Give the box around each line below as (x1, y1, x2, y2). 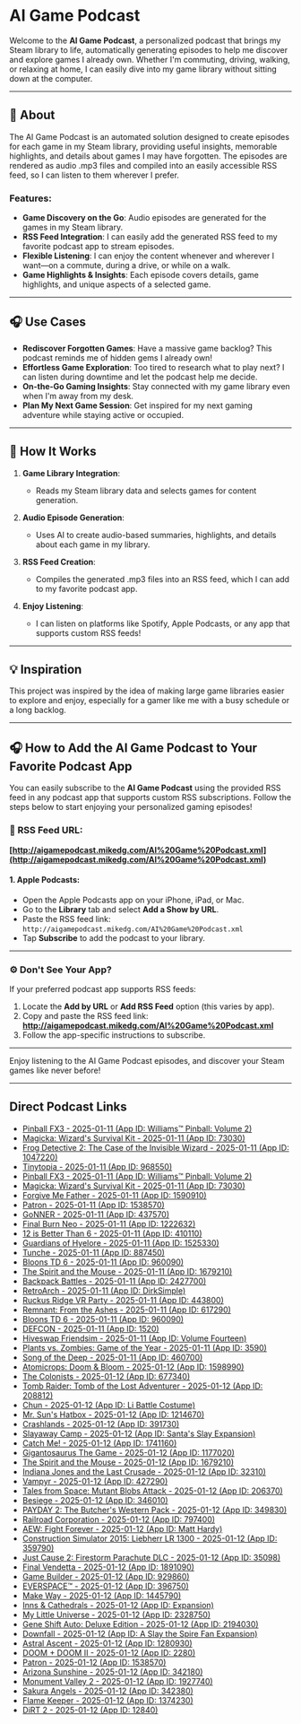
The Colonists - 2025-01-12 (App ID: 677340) (21, 1371, 191, 1381)
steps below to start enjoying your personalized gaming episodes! (9, 802, 253, 813)
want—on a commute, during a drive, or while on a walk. (21, 260, 231, 271)
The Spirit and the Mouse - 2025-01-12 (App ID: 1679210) (21, 1457, 235, 1467)
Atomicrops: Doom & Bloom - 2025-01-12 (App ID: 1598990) (21, 1361, 245, 1372)
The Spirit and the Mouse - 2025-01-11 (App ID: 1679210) (21, 1266, 233, 1276)
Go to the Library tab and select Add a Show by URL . (21, 903, 219, 915)
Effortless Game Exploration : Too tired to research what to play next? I (21, 361, 285, 372)
